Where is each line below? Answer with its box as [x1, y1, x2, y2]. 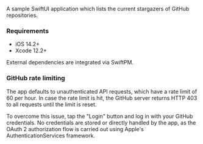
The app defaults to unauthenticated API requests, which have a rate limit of [6, 87, 198, 95]
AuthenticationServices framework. [6, 132, 96, 139]
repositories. [6, 12, 38, 19]
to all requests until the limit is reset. [6, 100, 97, 108]
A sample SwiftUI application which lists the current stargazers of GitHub [6, 5, 190, 12]
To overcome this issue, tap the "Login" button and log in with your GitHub [6, 112, 193, 120]
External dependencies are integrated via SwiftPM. [6, 59, 134, 66]
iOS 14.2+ [15, 41, 40, 48]
